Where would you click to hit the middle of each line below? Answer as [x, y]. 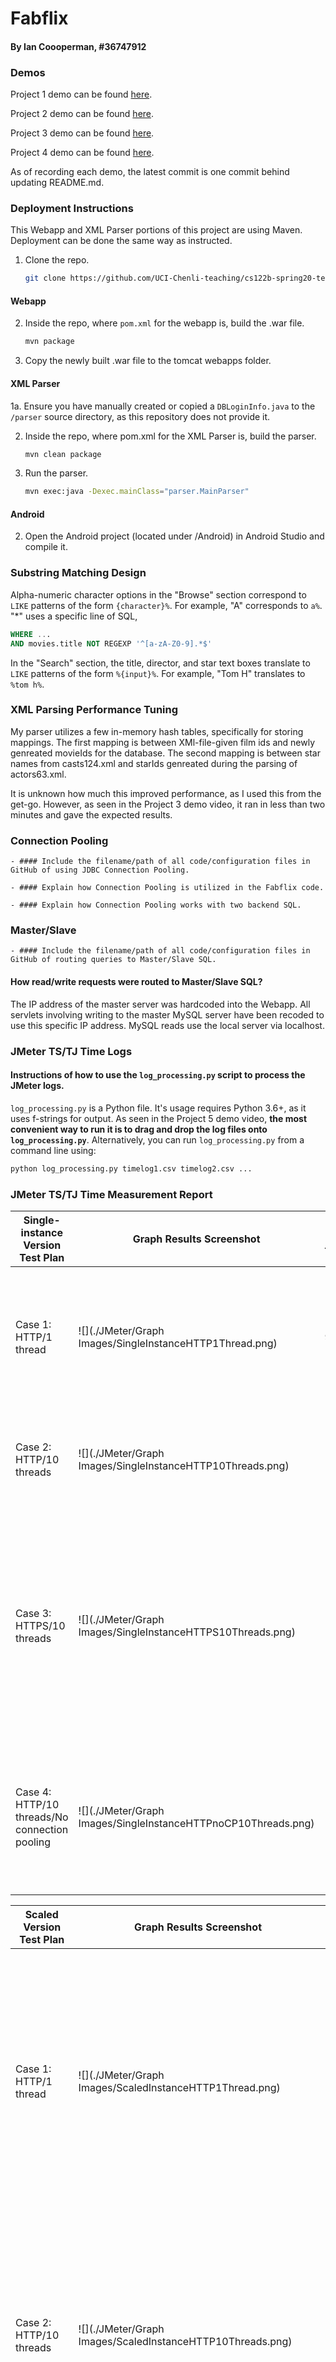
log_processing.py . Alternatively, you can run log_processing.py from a [157, 1139]
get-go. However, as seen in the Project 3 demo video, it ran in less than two [168, 804]
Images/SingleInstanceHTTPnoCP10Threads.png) [196, 1823]
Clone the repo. [57, 260]
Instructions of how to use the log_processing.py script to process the [158, 1075]
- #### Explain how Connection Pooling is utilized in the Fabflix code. [167, 888]
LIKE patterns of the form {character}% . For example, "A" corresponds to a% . [166, 605]
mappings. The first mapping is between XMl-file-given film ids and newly [163, 742]
